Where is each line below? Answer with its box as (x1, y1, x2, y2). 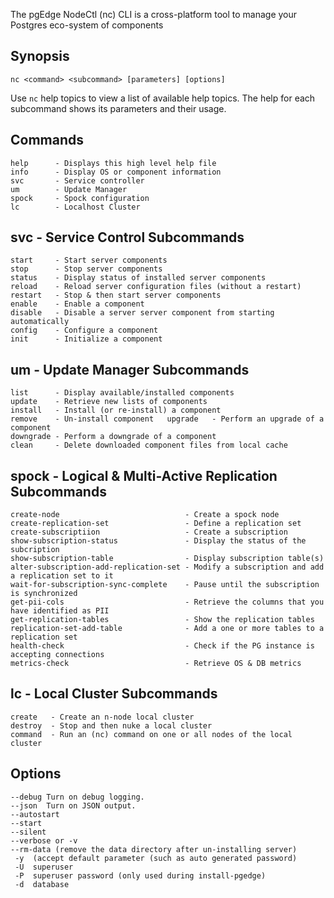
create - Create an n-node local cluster (10, 712, 195, 722)
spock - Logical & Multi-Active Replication (10, 467, 278, 484)
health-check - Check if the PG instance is (10, 641, 315, 651)
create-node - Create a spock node (10, 510, 280, 520)
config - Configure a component (10, 325, 159, 336)
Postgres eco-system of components (10, 19, 164, 31)
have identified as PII (10, 606, 110, 616)
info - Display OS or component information (10, 167, 222, 177)
